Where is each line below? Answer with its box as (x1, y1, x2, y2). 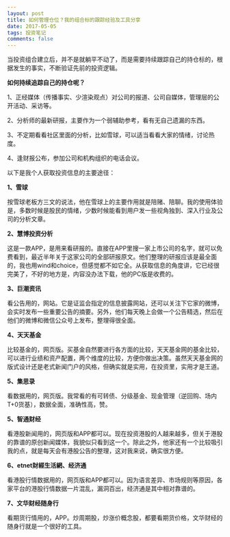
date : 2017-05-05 (7, 23, 57, 30)
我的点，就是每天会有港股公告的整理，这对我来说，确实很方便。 (7, 447, 187, 455)
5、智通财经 (7, 415, 41, 423)
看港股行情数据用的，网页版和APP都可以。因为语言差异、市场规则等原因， (7, 476, 217, 484)
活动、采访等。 (12, 102, 55, 110)
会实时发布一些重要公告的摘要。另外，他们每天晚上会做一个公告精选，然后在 (7, 308, 223, 316)
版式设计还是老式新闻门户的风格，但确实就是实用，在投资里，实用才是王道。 (7, 363, 223, 371)
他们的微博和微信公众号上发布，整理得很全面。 (7, 317, 139, 325)
